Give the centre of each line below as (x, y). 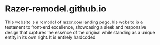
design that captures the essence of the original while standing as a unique (80, 32)
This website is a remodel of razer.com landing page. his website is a (74, 22)
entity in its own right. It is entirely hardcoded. (51, 37)
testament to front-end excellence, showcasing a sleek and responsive (76, 27)
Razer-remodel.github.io (56, 9)
